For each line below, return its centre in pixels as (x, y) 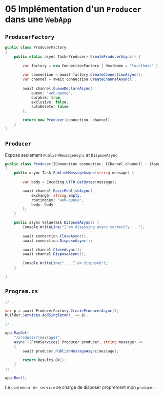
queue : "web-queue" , (52, 93)
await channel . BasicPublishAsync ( (58, 191)
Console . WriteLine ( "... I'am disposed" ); (65, 263)
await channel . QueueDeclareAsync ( (58, 88)
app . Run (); (16, 378)
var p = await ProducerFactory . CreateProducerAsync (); (62, 311)
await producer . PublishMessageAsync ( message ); (71, 351)
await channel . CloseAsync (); (52, 250)
